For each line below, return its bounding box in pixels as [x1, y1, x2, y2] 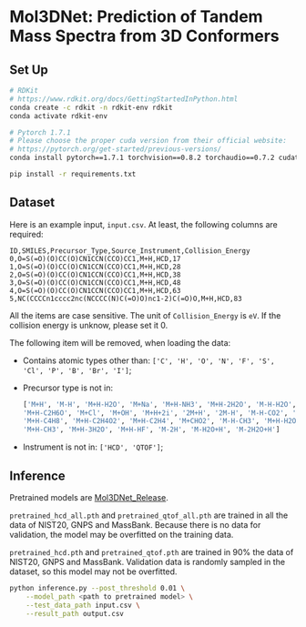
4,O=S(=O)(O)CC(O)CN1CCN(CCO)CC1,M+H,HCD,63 [9, 286, 181, 295]
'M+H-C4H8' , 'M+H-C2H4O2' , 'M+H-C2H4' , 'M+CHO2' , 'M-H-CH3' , [22, 417, 260, 426]
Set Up [9, 62, 48, 77]
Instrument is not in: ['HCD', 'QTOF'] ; [22, 441, 164, 452]
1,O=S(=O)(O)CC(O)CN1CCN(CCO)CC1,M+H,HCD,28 [9, 262, 181, 271]
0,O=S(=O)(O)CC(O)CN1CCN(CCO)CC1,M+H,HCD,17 [9, 254, 181, 263]
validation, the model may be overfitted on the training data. [9, 530, 234, 540]
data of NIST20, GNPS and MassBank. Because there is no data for [9, 520, 261, 530]
